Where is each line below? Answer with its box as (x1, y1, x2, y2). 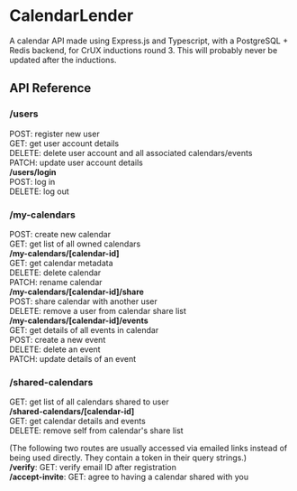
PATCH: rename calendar (9, 276, 103, 287)
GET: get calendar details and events (9, 416, 146, 427)
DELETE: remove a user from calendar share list (9, 305, 187, 316)
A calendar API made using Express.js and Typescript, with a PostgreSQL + (9, 35, 289, 46)
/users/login (9, 166, 57, 177)
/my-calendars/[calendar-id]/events (9, 315, 148, 326)
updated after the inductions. (9, 54, 117, 65)
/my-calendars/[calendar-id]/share (9, 286, 144, 297)
